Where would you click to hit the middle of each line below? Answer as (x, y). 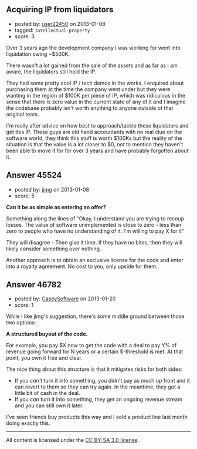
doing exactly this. (28, 423)
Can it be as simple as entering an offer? (56, 207)
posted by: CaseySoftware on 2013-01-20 (65, 299)
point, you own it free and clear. (45, 358)
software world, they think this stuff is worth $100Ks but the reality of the (94, 138)
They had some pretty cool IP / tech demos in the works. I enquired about (95, 83)
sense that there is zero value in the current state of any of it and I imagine (96, 102)
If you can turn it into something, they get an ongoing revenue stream (98, 400)
